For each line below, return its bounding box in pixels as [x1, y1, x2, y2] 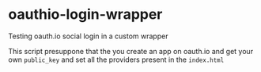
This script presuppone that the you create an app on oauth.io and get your [8, 46, 254, 56]
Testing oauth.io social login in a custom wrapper [8, 31, 168, 41]
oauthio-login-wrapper [8, 5, 163, 23]
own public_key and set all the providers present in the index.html [8, 55, 225, 64]
